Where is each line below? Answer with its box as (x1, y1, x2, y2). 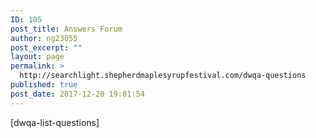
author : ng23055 (10, 33, 78, 43)
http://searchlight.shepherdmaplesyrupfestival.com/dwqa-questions (19, 71, 307, 81)
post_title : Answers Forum (10, 24, 123, 34)
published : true (10, 80, 78, 90)
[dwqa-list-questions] (10, 116, 100, 128)
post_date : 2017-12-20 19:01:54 (10, 89, 145, 99)
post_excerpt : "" (10, 42, 83, 53)
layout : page (10, 52, 65, 62)
